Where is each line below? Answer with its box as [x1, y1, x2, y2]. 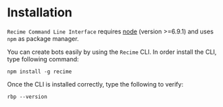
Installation [7, 5, 73, 20]
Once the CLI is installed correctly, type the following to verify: [7, 80, 184, 88]
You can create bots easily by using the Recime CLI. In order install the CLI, [7, 48, 218, 56]
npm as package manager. [7, 34, 79, 42]
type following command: [7, 55, 79, 63]
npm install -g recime [7, 68, 72, 75]
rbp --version [7, 93, 48, 100]
